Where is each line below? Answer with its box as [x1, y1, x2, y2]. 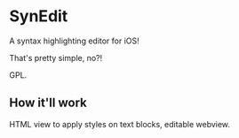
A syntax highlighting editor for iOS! [9, 35, 139, 46]
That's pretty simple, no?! [9, 52, 103, 63]
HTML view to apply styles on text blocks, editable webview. [9, 119, 231, 129]
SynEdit [9, 6, 68, 27]
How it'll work [9, 96, 87, 111]
